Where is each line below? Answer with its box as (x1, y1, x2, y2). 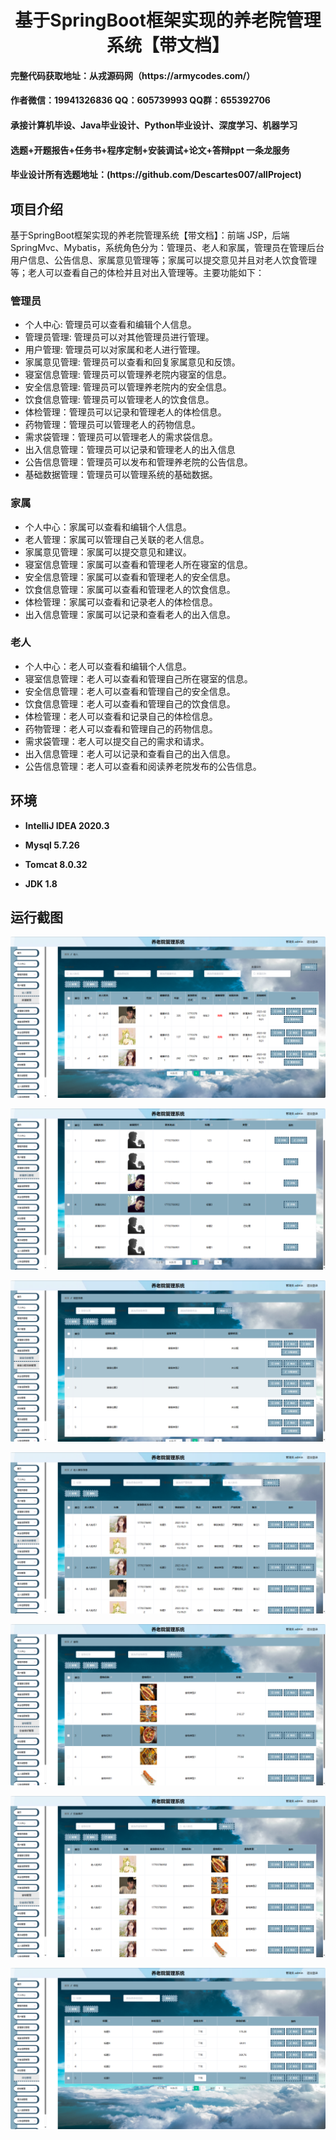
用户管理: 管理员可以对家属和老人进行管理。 (24, 344, 206, 356)
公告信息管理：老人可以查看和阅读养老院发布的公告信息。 (24, 760, 262, 772)
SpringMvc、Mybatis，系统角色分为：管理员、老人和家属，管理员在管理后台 (10, 241, 325, 253)
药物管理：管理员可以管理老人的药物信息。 (24, 419, 201, 431)
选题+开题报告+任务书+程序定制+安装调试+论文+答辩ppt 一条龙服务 (10, 144, 291, 156)
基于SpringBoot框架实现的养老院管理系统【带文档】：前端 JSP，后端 (10, 229, 290, 241)
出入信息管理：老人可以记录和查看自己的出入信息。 (24, 747, 236, 760)
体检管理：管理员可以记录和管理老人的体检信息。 (24, 406, 227, 418)
